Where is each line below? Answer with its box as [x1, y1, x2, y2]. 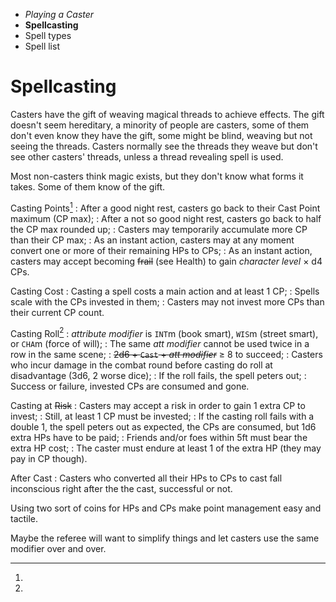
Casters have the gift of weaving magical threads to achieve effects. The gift [10, 108, 325, 120]
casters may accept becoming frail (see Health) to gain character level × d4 [10, 255, 323, 267]
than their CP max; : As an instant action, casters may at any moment [10, 234, 295, 246]
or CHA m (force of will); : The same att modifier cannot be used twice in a [10, 338, 310, 350]
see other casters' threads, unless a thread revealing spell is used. [10, 150, 284, 163]
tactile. [10, 513, 39, 525]
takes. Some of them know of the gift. [10, 180, 166, 193]
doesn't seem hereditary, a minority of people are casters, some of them [10, 119, 310, 131]
